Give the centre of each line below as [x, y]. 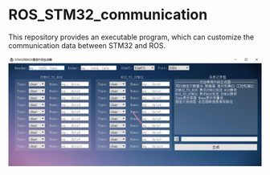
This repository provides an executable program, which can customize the [131, 37]
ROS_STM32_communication [108, 15]
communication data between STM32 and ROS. [87, 45]
